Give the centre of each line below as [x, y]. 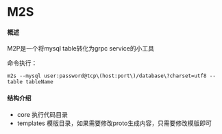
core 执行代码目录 [42, 114]
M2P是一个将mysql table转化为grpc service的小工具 [81, 49]
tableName [39, 82]
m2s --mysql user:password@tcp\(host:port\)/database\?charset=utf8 [107, 76]
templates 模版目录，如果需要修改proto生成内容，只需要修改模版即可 [114, 123]
